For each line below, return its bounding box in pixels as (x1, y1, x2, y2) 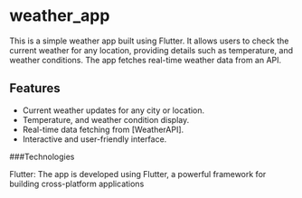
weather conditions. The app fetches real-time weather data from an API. (9, 54, 282, 65)
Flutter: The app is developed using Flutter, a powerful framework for (9, 168, 267, 179)
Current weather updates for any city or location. (22, 105, 205, 116)
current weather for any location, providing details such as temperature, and (9, 44, 294, 55)
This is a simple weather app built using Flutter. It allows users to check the (9, 35, 289, 46)
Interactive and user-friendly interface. (22, 133, 167, 145)
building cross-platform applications (9, 178, 145, 189)
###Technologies (9, 151, 75, 162)
